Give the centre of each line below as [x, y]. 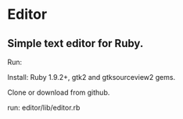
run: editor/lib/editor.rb [44, 108]
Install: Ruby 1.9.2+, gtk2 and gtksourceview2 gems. [91, 77]
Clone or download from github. [59, 92]
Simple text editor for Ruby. [75, 43]
